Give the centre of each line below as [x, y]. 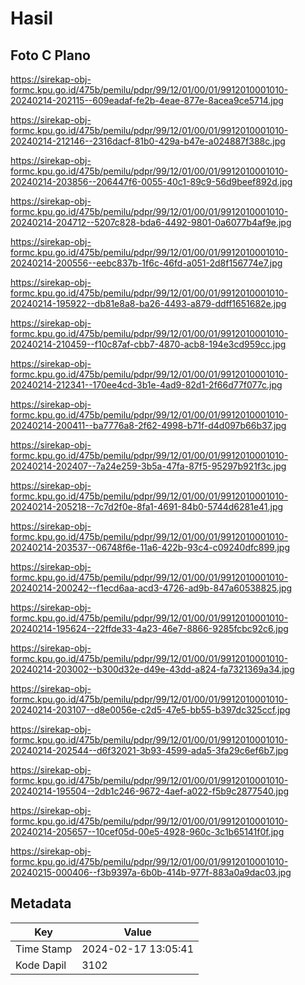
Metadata [41, 903]
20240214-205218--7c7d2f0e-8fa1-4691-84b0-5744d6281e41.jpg [147, 506]
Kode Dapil [41, 965]
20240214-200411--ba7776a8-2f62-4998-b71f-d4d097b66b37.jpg [148, 425]
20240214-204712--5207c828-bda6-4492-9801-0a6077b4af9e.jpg [151, 222]
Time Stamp [44, 949]
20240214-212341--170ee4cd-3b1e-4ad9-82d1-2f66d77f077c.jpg [146, 385]
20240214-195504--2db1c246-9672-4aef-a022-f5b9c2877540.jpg [150, 791]
